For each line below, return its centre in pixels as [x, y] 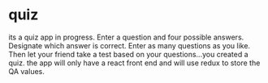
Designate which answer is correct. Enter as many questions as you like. [129, 45]
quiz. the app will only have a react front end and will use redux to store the [134, 63]
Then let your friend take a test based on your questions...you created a [129, 54]
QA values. [26, 71]
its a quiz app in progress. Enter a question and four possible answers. [126, 37]
